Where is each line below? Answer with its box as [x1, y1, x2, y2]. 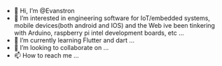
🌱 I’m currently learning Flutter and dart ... [13, 36, 135, 44]
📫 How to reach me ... [13, 51, 79, 59]
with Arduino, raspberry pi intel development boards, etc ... [13, 28, 184, 37]
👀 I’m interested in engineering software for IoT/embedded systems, [13, 14, 210, 22]
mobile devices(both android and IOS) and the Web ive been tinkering [13, 22, 216, 29]
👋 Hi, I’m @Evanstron [13, 7, 75, 15]
